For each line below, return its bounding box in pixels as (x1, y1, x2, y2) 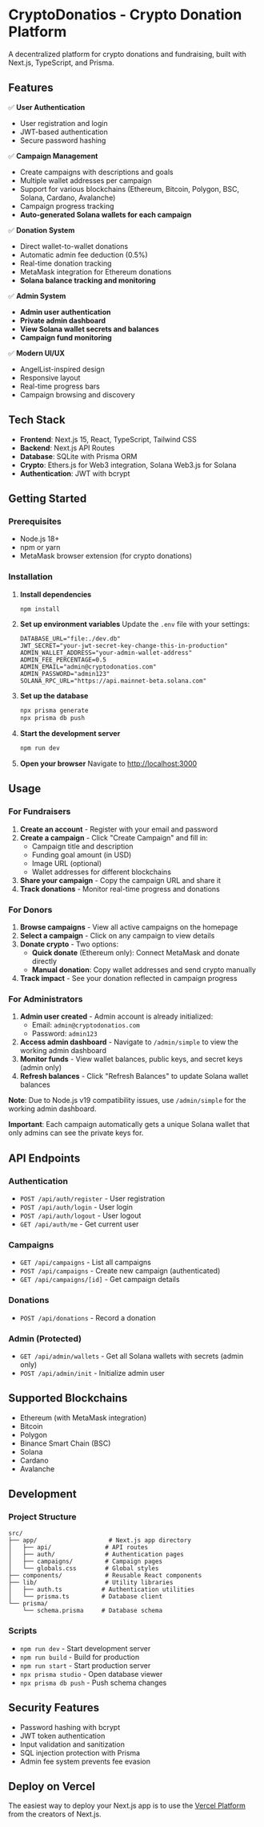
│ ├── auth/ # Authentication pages (8, 1551, 184, 1559)
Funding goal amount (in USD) (31, 849, 132, 860)
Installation (8, 572, 54, 583)
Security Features (8, 1701, 100, 1715)
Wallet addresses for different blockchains (31, 867, 172, 877)
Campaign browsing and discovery (19, 389, 135, 399)
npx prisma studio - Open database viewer (19, 1669, 163, 1678)
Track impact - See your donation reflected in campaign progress (19, 974, 238, 983)
